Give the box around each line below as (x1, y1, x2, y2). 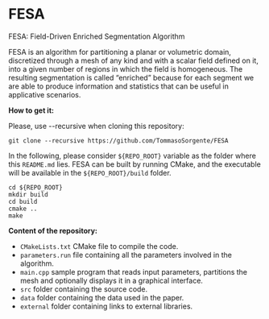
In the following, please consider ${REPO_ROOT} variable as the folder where (8, 151, 256, 160)
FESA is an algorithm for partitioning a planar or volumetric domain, (8, 47, 232, 56)
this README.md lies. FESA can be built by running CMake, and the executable (8, 159, 262, 169)
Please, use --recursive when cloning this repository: (8, 121, 184, 130)
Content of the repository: (8, 226, 98, 235)
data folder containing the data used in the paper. (19, 292, 184, 302)
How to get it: (8, 106, 55, 115)
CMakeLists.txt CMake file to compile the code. (19, 241, 179, 251)
